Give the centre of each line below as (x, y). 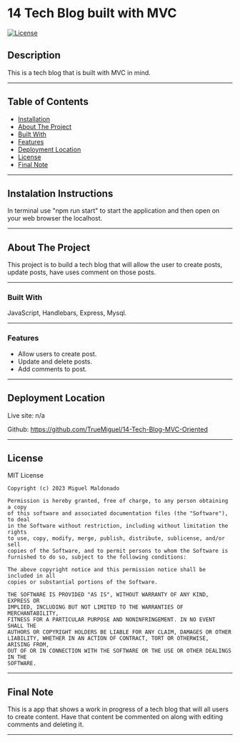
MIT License (26, 476)
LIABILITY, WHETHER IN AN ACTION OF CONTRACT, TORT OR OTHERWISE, (108, 638)
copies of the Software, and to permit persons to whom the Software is (118, 551)
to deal (19, 520)
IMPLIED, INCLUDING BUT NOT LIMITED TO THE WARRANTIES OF (95, 607)
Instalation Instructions (60, 193)
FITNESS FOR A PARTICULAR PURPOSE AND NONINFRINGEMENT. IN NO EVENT (111, 620)
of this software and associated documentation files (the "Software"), (118, 513)
